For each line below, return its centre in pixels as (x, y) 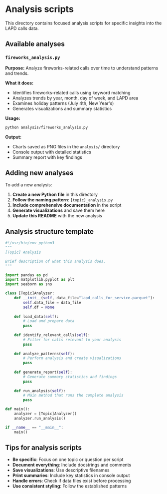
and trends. (17, 73)
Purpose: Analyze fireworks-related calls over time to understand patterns (82, 68)
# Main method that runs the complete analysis (73, 396)
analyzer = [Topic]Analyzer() (46, 414)
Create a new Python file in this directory (55, 195)
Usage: (13, 118)
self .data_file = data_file (52, 302)
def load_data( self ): (36, 316)
